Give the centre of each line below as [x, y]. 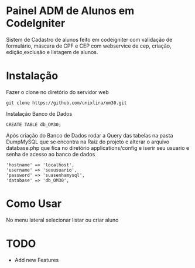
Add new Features [37, 260]
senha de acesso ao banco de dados [51, 154]
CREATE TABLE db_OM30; [34, 125]
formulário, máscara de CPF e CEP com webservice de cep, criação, [89, 46]
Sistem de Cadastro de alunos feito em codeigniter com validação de [89, 39]
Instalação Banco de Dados [39, 113]
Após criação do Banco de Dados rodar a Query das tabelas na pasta [90, 135]
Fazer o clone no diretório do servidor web [58, 92]
